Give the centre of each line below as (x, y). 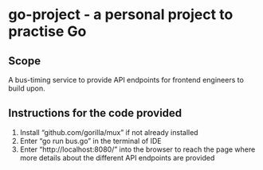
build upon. (27, 88)
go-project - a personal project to (121, 15)
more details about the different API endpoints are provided (117, 157)
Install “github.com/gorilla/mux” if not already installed (109, 132)
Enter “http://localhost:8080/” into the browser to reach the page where (137, 149)
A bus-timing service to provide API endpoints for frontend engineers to (126, 80)
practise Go (47, 31)
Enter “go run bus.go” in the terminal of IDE (90, 141)
